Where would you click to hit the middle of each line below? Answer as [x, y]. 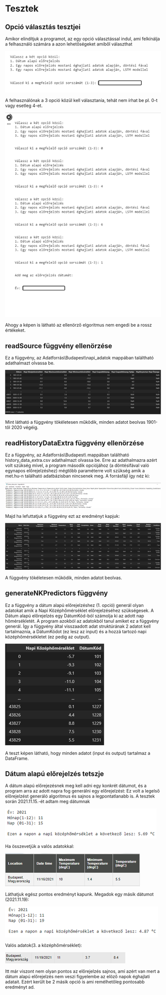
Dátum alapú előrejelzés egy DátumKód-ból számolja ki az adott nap [75, 616]
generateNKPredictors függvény [57, 593]
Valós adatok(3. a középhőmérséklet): [44, 945]
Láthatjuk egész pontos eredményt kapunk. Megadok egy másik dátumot [80, 895]
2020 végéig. [25, 427]
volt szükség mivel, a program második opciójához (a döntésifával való [77, 465]
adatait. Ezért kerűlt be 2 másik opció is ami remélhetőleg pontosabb [75, 982]
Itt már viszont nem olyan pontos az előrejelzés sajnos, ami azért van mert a [82, 971]
